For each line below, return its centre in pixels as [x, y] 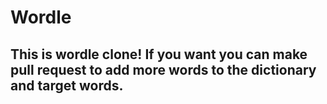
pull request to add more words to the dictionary [163, 69]
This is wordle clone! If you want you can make [159, 54]
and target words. [67, 85]
